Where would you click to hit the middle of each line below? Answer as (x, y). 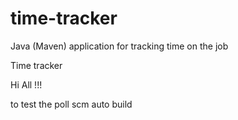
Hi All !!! (26, 84)
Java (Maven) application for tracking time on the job (119, 46)
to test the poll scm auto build (71, 104)
